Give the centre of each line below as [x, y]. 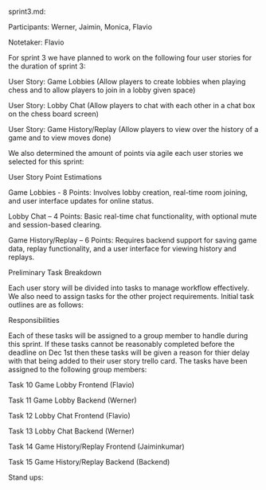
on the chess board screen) [54, 114]
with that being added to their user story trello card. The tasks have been [128, 361]
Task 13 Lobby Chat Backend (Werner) [72, 431]
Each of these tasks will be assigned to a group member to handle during [128, 336]
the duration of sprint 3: [47, 66]
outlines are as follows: [46, 305]
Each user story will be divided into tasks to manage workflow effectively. [129, 288]
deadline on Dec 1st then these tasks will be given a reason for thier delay [129, 352]
